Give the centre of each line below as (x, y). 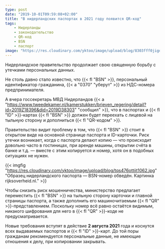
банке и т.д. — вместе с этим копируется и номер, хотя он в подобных (80, 150)
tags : (11, 23)
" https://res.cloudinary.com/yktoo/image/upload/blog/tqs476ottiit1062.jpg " (81, 170)
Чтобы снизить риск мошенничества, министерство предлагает (73, 190)
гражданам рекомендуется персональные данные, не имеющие (73, 236)
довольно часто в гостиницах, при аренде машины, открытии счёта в (78, 145)
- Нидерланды (27, 28)
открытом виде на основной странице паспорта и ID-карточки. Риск (77, 135)
